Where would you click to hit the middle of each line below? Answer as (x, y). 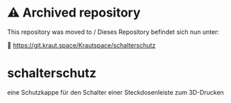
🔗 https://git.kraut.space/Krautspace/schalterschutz (82, 45)
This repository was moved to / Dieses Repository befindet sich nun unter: (113, 32)
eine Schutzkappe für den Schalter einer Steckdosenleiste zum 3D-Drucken (115, 92)
